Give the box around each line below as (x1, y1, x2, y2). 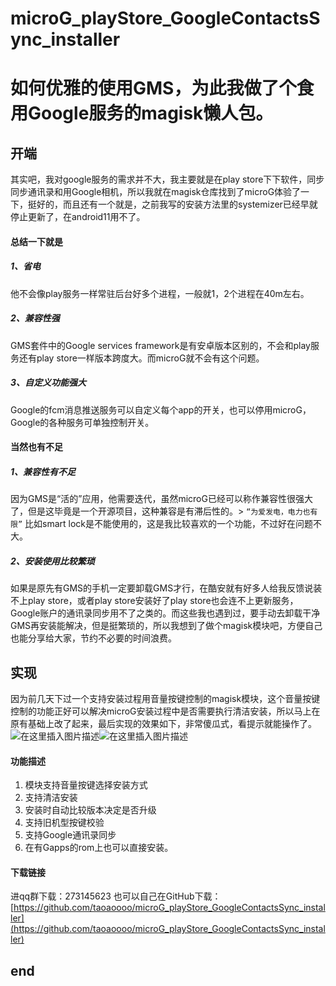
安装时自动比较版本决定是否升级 (24, 804, 157, 816)
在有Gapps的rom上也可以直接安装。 (24, 842, 174, 854)
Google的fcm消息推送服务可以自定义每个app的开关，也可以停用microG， (10, 403, 312, 416)
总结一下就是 (10, 235, 63, 247)
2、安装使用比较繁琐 (10, 555, 95, 567)
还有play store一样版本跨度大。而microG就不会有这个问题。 (18, 352, 265, 364)
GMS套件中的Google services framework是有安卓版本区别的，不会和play (10, 339, 311, 351)
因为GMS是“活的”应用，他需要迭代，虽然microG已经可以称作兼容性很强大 (10, 493, 313, 505)
